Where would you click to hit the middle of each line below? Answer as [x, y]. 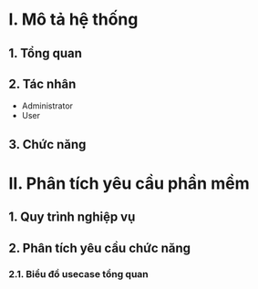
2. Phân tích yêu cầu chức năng [100, 248]
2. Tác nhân [42, 83]
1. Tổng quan [46, 53]
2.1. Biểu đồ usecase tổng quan [79, 274]
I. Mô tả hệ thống [73, 20]
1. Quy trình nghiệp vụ [72, 217]
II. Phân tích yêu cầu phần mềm [129, 183]
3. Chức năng [47, 144]
